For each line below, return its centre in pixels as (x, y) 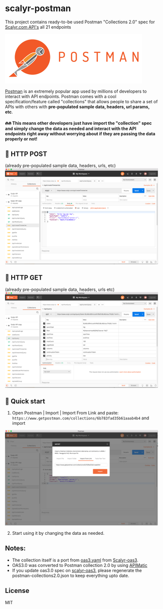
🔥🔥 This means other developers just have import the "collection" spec (78, 123)
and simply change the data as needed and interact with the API (71, 128)
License (17, 591)
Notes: (15, 548)
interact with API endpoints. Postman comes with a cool (61, 96)
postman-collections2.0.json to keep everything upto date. (71, 576)
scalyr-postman (38, 8)
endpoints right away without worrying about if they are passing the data (80, 133)
